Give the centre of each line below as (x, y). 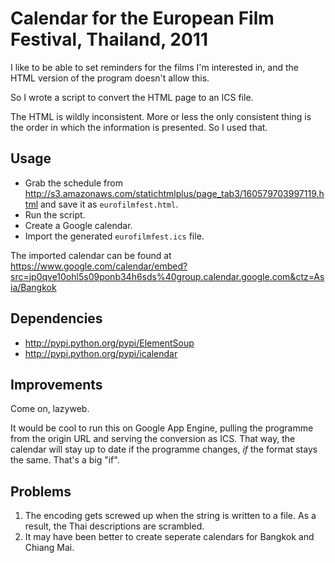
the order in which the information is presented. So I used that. (139, 127)
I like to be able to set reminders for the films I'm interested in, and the (154, 67)
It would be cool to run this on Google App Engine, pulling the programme (162, 428)
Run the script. (55, 214)
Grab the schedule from (73, 183)
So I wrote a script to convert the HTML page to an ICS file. (132, 97)
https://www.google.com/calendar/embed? (99, 266)
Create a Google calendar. (78, 225)
